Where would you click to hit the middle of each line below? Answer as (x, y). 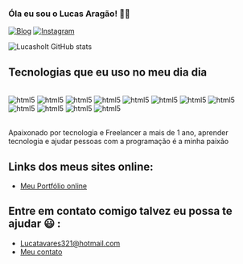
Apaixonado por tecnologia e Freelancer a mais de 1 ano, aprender (118, 133)
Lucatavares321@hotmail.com (70, 243)
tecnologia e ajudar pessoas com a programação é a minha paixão (119, 142)
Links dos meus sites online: (81, 166)
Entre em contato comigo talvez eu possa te (121, 211)
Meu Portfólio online (53, 186)
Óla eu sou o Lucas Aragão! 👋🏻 (70, 14)
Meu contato (41, 252)
